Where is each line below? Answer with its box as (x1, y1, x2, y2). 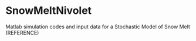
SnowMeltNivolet (5, 4, 92, 17)
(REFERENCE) (5, 29, 39, 36)
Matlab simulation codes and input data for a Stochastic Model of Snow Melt (5, 23, 190, 30)
